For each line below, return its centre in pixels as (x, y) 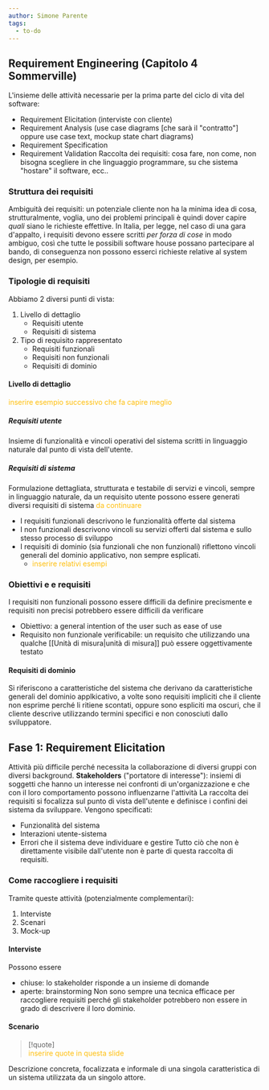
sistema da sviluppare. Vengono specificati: (80, 810)
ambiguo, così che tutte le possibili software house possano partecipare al (131, 243)
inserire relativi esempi (69, 564)
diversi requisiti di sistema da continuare (75, 505)
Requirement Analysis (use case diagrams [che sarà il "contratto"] (129, 128)
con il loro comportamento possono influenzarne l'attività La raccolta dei (128, 793)
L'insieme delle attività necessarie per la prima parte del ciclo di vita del (126, 95)
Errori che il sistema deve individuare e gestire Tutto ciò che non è (129, 843)
